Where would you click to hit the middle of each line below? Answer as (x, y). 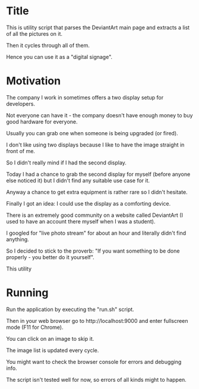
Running (27, 293)
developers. (21, 104)
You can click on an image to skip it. (50, 338)
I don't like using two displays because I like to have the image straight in (95, 145)
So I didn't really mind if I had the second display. (66, 163)
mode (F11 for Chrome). (35, 327)
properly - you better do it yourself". (50, 257)
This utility (19, 269)
